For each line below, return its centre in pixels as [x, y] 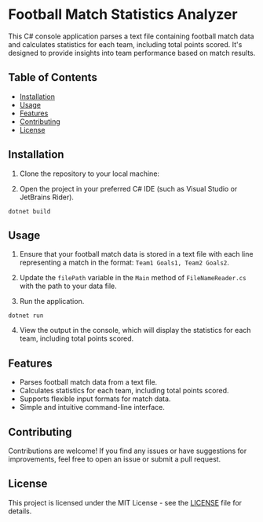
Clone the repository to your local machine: [89, 173]
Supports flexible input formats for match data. [95, 399]
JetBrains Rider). [47, 197]
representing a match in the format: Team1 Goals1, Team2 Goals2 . [124, 263]
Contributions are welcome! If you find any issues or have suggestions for [128, 451]
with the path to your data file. [68, 286]
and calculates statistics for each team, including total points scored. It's [125, 44]
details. [20, 511]
